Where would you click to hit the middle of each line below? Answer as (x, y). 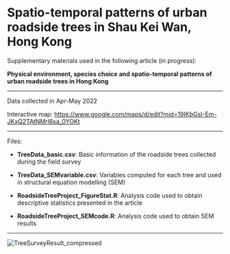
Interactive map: (30, 114)
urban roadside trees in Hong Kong (58, 81)
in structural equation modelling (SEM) (71, 182)
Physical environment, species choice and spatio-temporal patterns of (110, 74)
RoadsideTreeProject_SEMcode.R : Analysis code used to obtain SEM (115, 216)
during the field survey (49, 162)
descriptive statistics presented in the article (79, 203)
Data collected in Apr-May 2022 (52, 101)
